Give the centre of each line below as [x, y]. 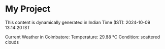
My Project [28, 9]
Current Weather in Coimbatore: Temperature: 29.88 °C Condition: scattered [82, 37]
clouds [12, 42]
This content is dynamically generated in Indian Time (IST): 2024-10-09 [78, 22]
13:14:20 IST [18, 27]
